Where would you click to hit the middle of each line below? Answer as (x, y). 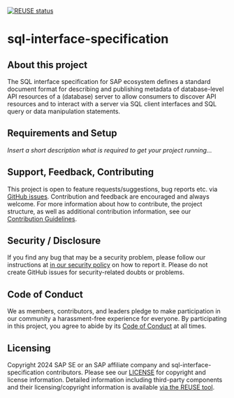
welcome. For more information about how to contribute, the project (105, 204)
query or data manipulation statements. (64, 111)
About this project (47, 65)
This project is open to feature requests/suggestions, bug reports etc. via (112, 189)
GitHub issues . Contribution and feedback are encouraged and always (108, 197)
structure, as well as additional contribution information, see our (99, 211)
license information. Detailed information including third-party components (115, 380)
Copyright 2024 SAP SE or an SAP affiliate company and (88, 365)
